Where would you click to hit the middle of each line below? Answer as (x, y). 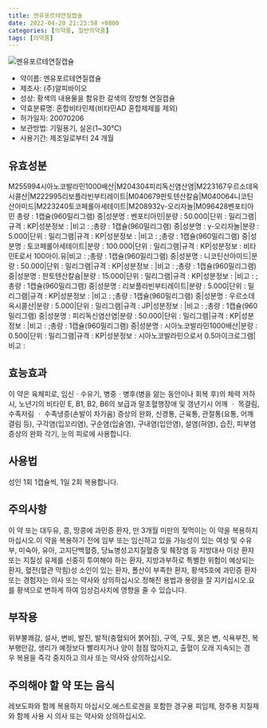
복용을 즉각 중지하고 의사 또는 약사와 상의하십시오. (94, 658)
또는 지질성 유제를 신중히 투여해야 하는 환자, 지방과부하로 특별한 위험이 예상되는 (132, 560)
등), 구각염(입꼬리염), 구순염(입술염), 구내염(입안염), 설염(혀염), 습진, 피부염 (139, 424)
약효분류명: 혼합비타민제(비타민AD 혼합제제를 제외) (99, 108)
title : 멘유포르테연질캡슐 (45, 16)
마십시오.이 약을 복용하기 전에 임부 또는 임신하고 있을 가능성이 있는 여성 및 (123, 540)
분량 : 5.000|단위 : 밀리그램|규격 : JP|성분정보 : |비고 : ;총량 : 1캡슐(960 (147, 306)
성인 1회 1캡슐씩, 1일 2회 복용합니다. (63, 482)
